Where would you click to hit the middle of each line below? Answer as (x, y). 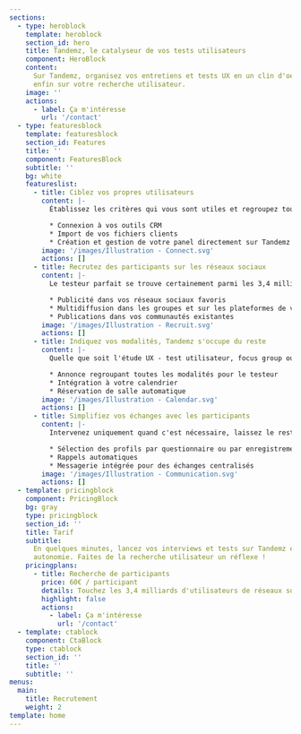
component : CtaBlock (64, 641)
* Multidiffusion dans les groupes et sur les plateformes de (168, 308)
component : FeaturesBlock (74, 159)
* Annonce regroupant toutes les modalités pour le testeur (163, 374)
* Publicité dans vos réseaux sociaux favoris (138, 300)
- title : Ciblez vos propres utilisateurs (113, 193)
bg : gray (42, 507)
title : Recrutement (62, 699)
